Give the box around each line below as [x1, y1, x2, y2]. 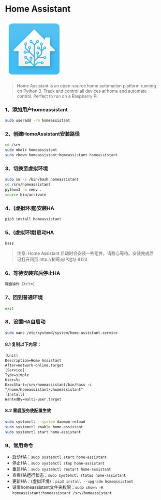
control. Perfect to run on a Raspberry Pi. [16, 93, 99, 99]
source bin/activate [5, 192, 47, 197]
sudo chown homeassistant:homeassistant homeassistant [5, 153, 118, 158]
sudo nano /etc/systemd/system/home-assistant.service [5, 330, 118, 335]
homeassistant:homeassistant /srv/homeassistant [12, 491, 112, 496]
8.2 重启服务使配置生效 [5, 408, 51, 414]
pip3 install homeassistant [5, 217, 62, 222]
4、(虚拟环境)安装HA [5, 205, 55, 212]
